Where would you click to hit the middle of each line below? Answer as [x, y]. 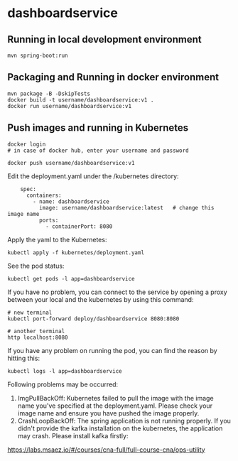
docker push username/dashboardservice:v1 [71, 163]
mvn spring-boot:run [38, 55]
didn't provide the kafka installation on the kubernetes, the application [120, 428]
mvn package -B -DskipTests [49, 94]
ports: [49, 220]
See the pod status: [36, 266]
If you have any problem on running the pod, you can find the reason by [113, 350]
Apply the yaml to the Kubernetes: [57, 239]
